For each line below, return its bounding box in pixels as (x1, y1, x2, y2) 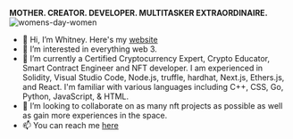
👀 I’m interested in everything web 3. (21, 44, 158, 54)
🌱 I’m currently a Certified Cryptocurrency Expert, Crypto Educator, (21, 53, 271, 63)
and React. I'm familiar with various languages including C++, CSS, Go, (21, 82, 284, 92)
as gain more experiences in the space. (21, 110, 168, 120)
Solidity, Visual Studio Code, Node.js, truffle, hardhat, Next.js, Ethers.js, (21, 72, 285, 83)
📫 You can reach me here (21, 120, 119, 130)
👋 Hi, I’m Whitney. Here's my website (21, 35, 158, 45)
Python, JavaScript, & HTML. (21, 91, 130, 102)
